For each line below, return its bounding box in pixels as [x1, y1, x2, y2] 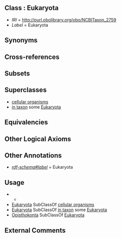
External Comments [4, 226, 66, 235]
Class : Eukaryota [4, 4, 59, 12]
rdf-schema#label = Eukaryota [11, 164, 73, 170]
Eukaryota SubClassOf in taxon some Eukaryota [11, 207, 107, 213]
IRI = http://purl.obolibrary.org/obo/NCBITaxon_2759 [11, 17, 117, 22]
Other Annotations [4, 151, 62, 159]
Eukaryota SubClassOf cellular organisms [11, 202, 95, 208]
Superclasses [4, 86, 47, 94]
